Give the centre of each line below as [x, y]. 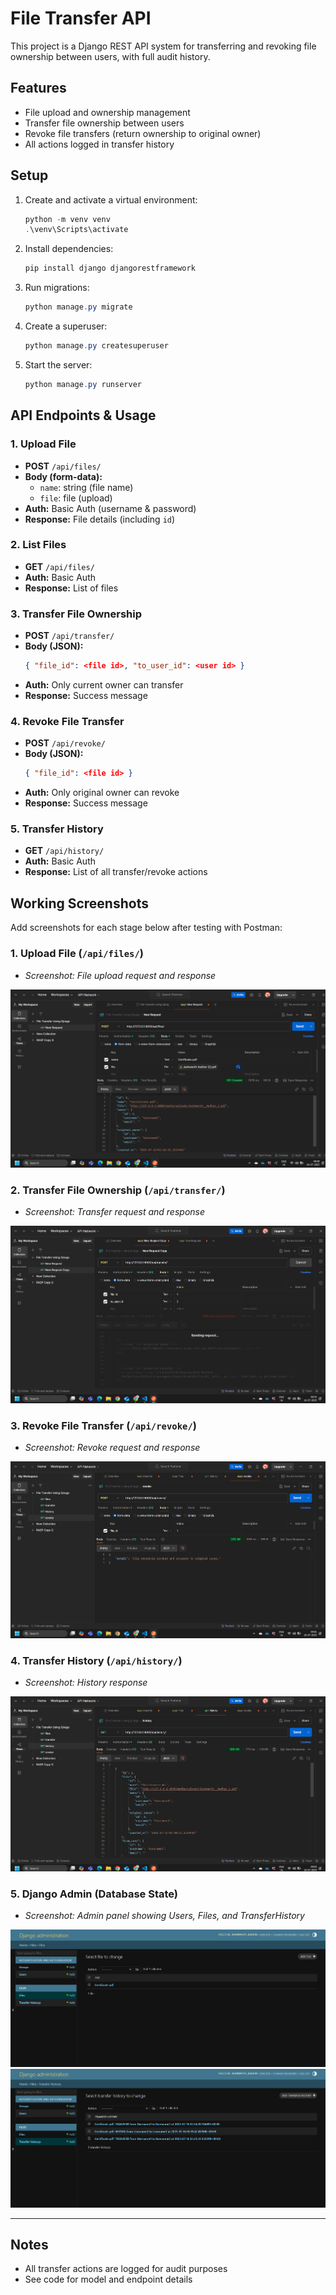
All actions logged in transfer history [99, 144]
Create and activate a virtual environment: [111, 199]
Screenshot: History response [86, 1683]
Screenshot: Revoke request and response [112, 1447]
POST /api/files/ [63, 466]
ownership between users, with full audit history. [110, 56]
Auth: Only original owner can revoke [102, 793]
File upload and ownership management [107, 112]
